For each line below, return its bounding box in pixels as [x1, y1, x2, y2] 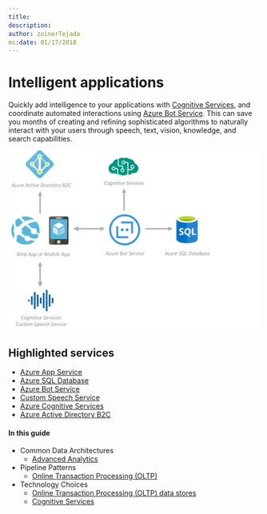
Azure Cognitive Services [19, 401, 104, 411]
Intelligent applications [8, 74, 165, 92]
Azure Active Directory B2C [19, 410, 111, 420]
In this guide [8, 428, 50, 437]
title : [8, 13, 30, 21]
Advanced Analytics [31, 454, 98, 464]
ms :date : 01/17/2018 [8, 38, 78, 46]
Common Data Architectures [19, 446, 114, 456]
